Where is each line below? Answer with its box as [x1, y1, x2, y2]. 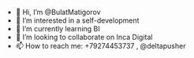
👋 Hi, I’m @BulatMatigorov [15, 8, 101, 16]
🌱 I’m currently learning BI [15, 24, 100, 33]
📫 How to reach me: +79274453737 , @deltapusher [15, 42, 186, 50]
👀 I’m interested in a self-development [15, 16, 140, 25]
